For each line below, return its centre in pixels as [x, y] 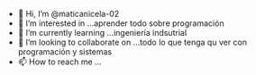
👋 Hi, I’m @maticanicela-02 [69, 14]
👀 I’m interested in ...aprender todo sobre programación [121, 23]
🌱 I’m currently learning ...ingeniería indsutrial [102, 33]
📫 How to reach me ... [59, 62]
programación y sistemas [65, 52]
